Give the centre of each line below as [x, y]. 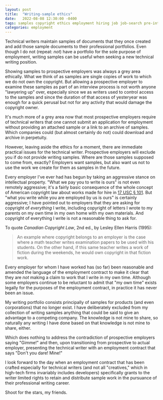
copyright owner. [22, 108]
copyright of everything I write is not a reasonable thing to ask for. [71, 218]
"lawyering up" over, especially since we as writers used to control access [79, 92]
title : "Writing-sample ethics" [39, 14]
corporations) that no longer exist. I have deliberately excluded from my [77, 308]
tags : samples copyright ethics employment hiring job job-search [73, 23]
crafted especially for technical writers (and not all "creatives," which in [76, 367]
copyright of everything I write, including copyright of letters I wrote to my [79, 208]
